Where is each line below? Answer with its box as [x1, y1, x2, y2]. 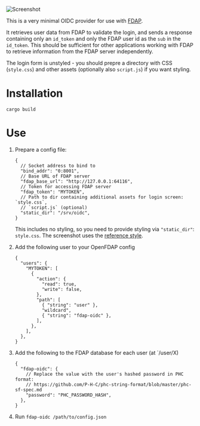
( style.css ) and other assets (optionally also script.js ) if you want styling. [6, 66, 191, 73]
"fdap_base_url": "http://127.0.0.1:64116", [20, 178, 133, 185]
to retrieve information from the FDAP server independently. [6, 48, 153, 55]
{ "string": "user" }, [41, 302, 99, 308]
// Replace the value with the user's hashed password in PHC [26, 371, 184, 377]
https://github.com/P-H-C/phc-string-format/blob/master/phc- [33, 381, 192, 388]
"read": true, [41, 281, 77, 287]
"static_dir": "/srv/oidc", [20, 210, 91, 216]
